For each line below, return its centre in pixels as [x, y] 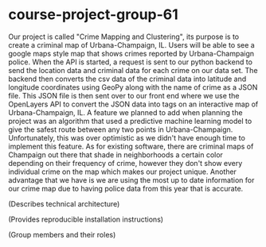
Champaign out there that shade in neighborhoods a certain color [115, 154]
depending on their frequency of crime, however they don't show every [125, 163]
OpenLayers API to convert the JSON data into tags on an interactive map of [133, 104]
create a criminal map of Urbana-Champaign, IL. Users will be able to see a [131, 44]
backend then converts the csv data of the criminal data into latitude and [127, 79]
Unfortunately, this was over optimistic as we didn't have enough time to [127, 137]
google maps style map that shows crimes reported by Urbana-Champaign [131, 53]
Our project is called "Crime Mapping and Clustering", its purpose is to [124, 37]
